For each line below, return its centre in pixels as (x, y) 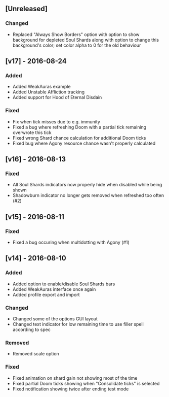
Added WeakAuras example (41, 87)
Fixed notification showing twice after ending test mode (71, 389)
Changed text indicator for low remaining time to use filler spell (78, 324)
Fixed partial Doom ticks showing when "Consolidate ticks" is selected (86, 383)
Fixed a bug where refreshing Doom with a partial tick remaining (79, 127)
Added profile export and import (46, 294)
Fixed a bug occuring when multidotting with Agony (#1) (71, 242)
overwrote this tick (32, 133)
